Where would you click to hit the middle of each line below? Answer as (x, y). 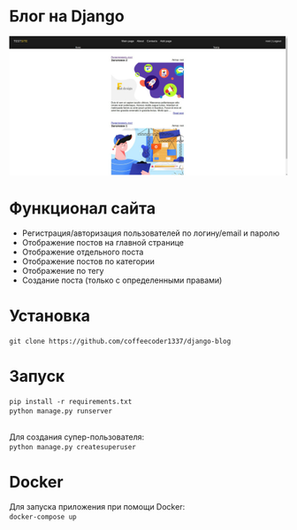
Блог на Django (67, 16)
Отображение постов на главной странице (103, 242)
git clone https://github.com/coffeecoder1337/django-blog (120, 341)
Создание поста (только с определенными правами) (122, 280)
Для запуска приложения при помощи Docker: (97, 506)
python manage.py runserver (61, 411)
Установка (50, 316)
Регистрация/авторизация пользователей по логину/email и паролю (151, 233)
